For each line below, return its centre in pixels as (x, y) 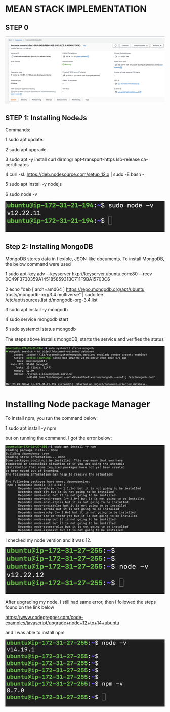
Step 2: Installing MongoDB (49, 246)
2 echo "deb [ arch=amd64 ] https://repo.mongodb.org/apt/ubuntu (75, 289)
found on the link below (30, 607)
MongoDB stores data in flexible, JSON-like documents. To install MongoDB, (85, 259)
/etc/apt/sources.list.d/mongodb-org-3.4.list (51, 300)
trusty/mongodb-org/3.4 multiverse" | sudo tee (54, 294)
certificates (17, 164)
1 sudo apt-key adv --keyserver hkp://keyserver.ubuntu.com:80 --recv (79, 274)
